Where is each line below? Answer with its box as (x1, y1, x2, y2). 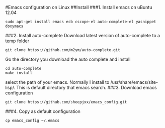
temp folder (5, 38, 29, 44)
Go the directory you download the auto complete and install (5, 56, 131, 62)
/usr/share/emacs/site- (110, 79, 158, 85)
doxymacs (5, 24, 24, 29)
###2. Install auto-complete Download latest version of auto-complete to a (5, 33, 160, 38)
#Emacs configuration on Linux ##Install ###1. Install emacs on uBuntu (5, 5, 152, 10)
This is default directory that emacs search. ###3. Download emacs (16, 85, 157, 90)
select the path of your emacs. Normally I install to (5, 79, 110, 85)
